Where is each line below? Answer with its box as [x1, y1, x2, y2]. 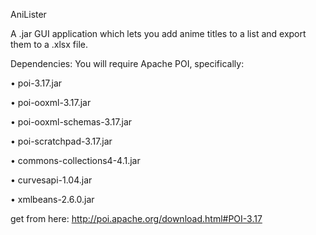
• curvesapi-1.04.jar [10, 174, 93, 186]
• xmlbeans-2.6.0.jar [10, 194, 95, 205]
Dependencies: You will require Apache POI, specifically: [10, 58, 245, 69]
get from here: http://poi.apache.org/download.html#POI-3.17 [10, 213, 263, 224]
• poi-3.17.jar [10, 77, 63, 89]
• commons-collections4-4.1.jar [10, 155, 141, 166]
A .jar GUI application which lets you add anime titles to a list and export [10, 28, 307, 39]
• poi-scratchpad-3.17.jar [10, 135, 113, 147]
